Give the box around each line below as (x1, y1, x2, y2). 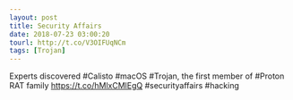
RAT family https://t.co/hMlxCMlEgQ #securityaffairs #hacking (9, 80, 240, 91)
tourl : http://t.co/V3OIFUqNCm (9, 37, 126, 47)
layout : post (9, 12, 58, 22)
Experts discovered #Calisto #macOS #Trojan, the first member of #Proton (9, 71, 285, 81)
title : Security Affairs (9, 21, 102, 30)
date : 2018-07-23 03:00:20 (9, 29, 110, 38)
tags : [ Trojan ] (9, 46, 66, 55)
